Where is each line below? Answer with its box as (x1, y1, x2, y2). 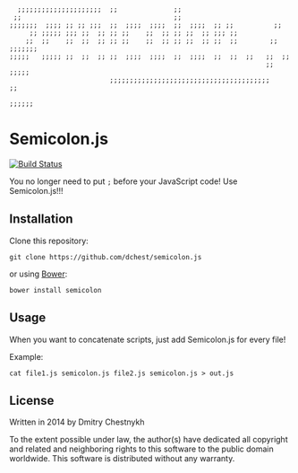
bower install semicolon (9, 285, 102, 294)
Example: (9, 351, 44, 362)
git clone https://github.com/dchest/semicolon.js (9, 252, 202, 261)
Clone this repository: (9, 235, 89, 246)
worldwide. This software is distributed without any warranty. (9, 453, 235, 464)
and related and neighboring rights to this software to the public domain (9, 443, 275, 454)
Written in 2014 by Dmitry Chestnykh (9, 416, 145, 427)
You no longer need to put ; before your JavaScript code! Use (9, 176, 238, 187)
